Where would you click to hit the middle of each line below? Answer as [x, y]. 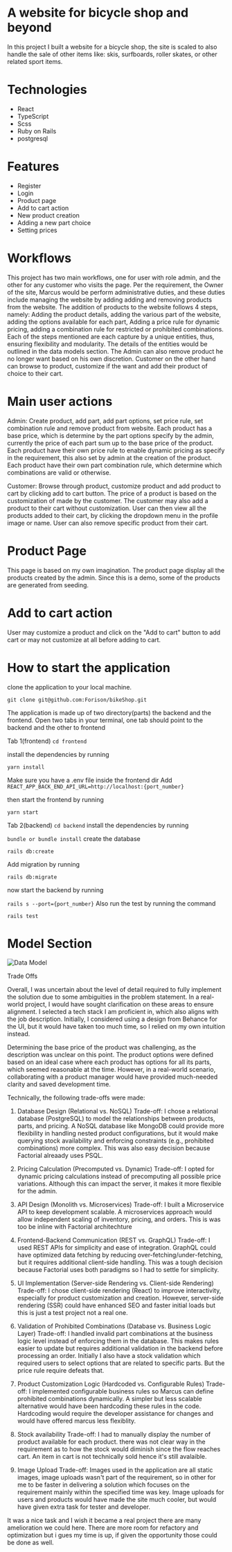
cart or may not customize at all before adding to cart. [84, 639]
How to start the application [89, 668]
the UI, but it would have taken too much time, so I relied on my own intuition [116, 1027]
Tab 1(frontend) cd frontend [47, 741]
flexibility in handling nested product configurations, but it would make [118, 1134]
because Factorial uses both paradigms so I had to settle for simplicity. [118, 1270]
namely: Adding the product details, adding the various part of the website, [114, 314]
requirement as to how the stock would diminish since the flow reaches [119, 1449]
